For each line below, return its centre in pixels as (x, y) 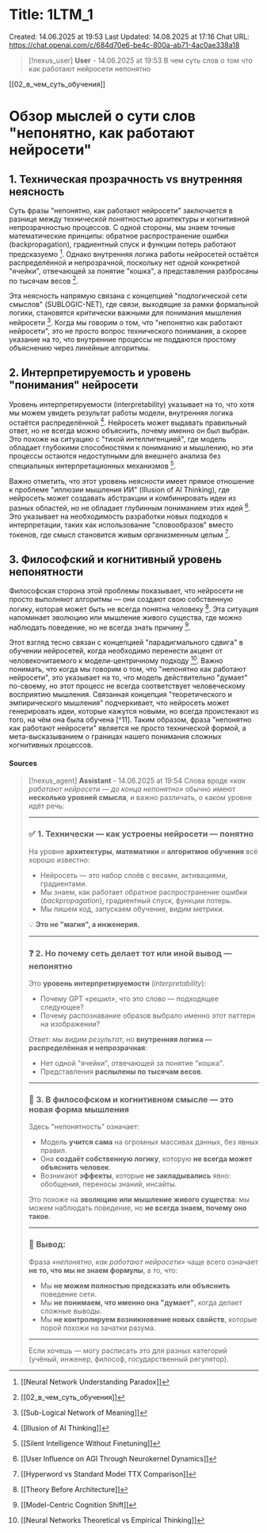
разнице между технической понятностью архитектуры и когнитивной (130, 219)
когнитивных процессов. (51, 745)
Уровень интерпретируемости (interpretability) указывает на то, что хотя (132, 404)
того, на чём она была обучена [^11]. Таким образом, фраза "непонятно (130, 720)
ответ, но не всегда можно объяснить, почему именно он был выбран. (130, 431)
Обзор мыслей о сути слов (103, 116)
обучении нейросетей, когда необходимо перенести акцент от (116, 651)
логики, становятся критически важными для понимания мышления (126, 313)
